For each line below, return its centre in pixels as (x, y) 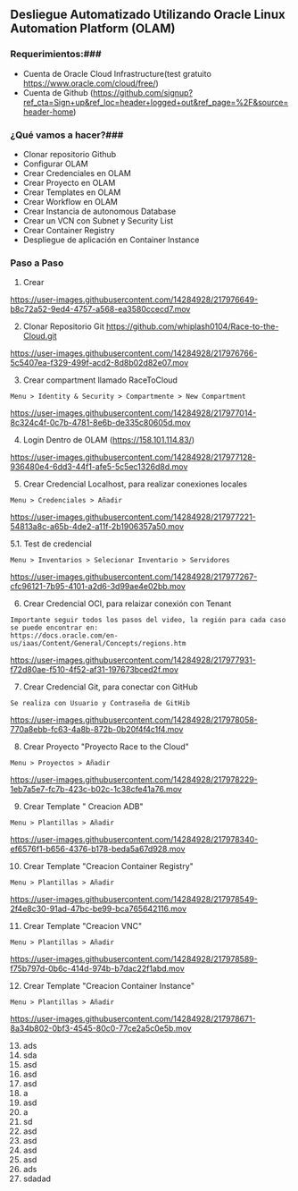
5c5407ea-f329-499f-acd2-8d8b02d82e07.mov (99, 363)
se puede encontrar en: (54, 628)
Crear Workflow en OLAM (70, 201)
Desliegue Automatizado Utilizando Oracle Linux (148, 15)
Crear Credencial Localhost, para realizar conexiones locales (135, 484)
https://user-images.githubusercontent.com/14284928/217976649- (134, 300)
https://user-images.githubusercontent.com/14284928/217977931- (133, 660)
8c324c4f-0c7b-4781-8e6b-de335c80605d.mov (100, 423)
